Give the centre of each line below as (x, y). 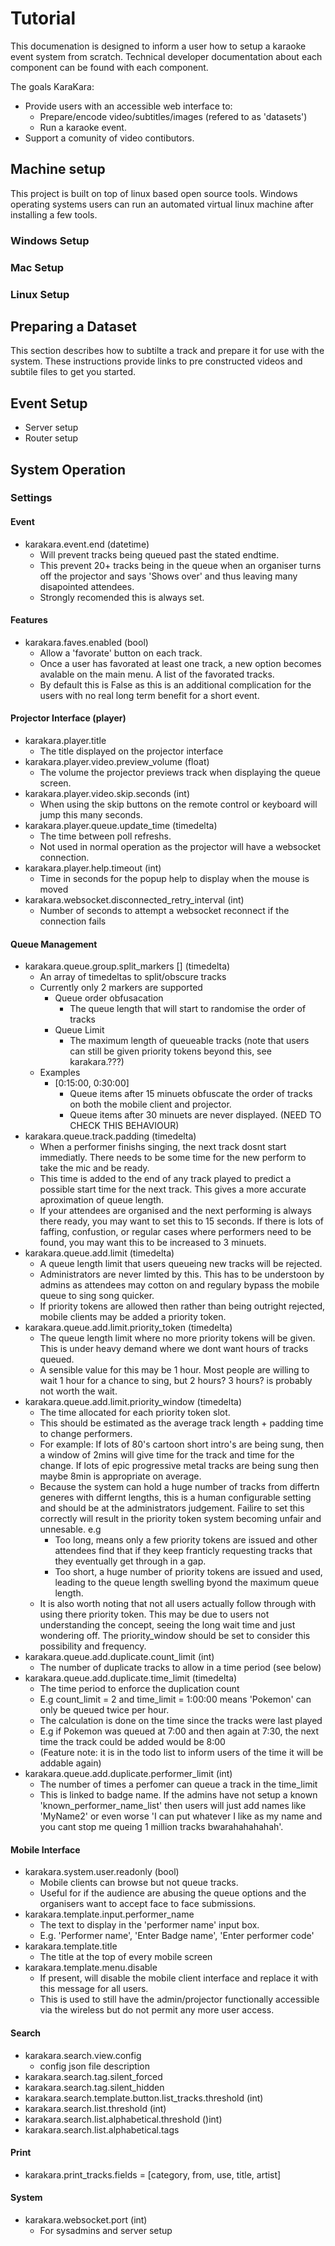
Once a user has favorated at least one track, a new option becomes (180, 663)
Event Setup (49, 403)
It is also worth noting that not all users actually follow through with (178, 1604)
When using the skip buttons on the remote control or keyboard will (178, 804)
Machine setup (58, 169)
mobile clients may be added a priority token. (133, 1317)
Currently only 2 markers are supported (121, 988)
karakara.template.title (71, 1946)
